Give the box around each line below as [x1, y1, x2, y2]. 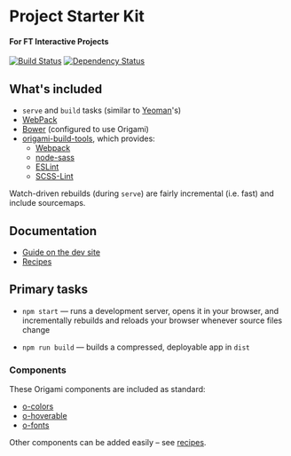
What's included [9, 82, 103, 97]
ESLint [35, 161, 59, 172]
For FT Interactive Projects [9, 35, 109, 46]
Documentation [9, 224, 98, 239]
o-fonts [21, 420, 50, 431]
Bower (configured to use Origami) [21, 124, 149, 135]
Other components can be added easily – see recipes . [9, 437, 207, 448]
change [21, 324, 51, 334]
